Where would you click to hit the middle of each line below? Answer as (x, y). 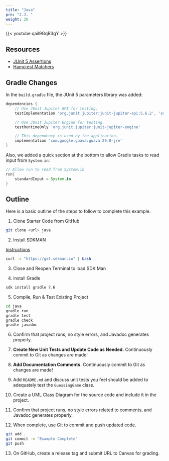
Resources (23, 49)
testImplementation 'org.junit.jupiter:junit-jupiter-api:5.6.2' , (86, 113)
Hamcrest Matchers (33, 67)
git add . (16, 434)
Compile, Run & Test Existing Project (50, 297)
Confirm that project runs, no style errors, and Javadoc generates (81, 334)
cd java (14, 306)
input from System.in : (28, 160)
